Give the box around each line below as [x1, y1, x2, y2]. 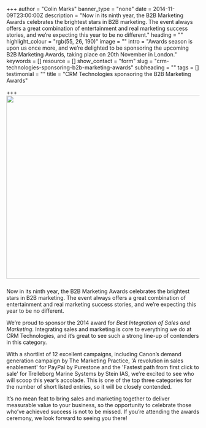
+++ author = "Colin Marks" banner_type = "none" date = [6, 6, 152, 12]
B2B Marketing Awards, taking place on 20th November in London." [6, 51, 177, 58]
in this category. [6, 338, 47, 346]
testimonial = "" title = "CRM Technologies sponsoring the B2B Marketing [6, 71, 191, 77]
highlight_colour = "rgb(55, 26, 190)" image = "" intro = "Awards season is [6, 38, 193, 45]
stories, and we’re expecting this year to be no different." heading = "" [6, 31, 183, 39]
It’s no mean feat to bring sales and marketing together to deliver [6, 395, 170, 402]
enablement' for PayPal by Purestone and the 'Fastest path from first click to [6, 364, 199, 370]
